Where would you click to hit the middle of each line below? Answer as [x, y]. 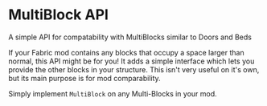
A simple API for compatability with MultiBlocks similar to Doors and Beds [130, 37]
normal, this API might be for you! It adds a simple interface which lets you [131, 61]
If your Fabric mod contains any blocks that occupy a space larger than [126, 52]
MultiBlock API [58, 15]
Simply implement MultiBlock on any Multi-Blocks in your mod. [113, 93]
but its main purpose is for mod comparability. [84, 78]
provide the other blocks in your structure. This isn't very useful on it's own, [134, 69]
